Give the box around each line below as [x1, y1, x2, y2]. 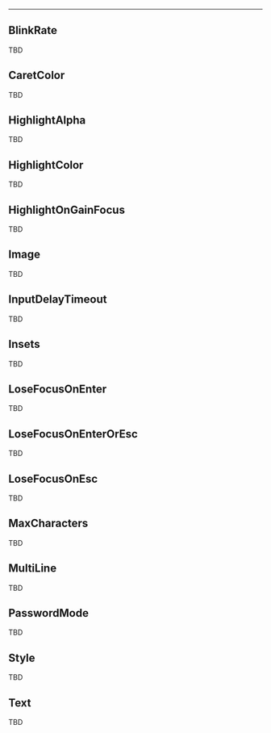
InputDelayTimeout [8, 292, 107, 307]
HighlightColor [8, 158, 84, 172]
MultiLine [8, 562, 57, 576]
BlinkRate [8, 23, 58, 37]
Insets [8, 337, 40, 351]
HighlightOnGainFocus [8, 203, 125, 216]
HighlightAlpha [8, 114, 86, 128]
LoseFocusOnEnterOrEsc [8, 427, 139, 441]
